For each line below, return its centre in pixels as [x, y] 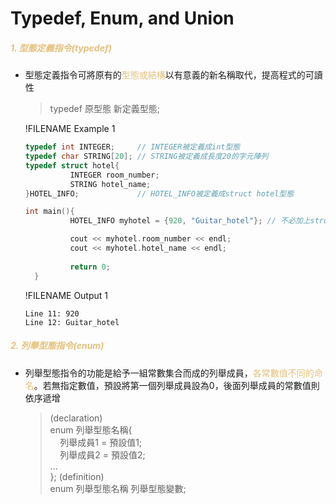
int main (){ [49, 212]
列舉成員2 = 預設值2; [102, 454]
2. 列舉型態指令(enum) [57, 346]
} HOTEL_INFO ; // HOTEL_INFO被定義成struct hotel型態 [159, 193]
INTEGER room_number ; [114, 175]
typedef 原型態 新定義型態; [105, 109]
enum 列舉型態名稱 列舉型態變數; [118, 488]
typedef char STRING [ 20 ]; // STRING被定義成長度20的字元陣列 [146, 157]
